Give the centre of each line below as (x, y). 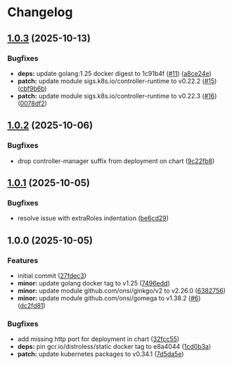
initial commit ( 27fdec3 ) (52, 276)
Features (23, 260)
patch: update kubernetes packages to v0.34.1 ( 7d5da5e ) (101, 354)
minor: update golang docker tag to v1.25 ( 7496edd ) (94, 283)
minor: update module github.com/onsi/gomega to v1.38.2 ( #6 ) (109, 298)
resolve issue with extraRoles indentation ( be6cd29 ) (93, 218)
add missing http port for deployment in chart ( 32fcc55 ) (98, 339)
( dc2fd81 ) (31, 305)
